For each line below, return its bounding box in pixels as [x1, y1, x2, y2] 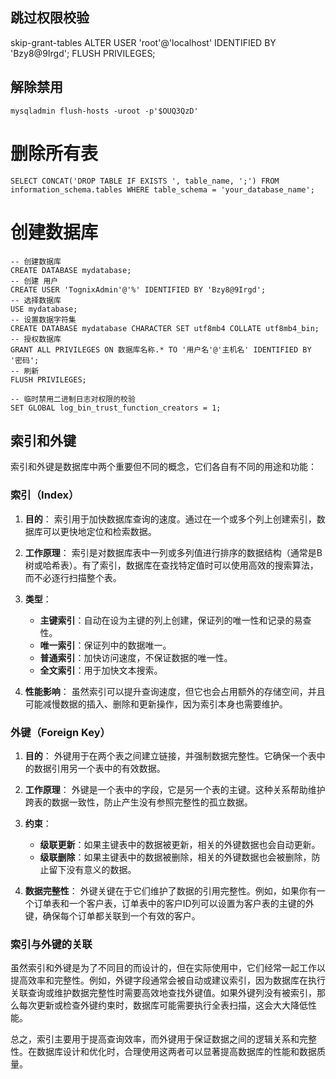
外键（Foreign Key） [10, 725, 111, 739]
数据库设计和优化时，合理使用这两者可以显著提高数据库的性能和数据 [36, 1046, 317, 1058]
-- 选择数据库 [10, 295, 62, 305]
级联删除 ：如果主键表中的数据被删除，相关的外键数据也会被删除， [39, 851, 312, 863]
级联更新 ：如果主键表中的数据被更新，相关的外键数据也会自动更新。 [39, 838, 321, 850]
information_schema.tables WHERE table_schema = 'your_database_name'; [10, 184, 315, 195]
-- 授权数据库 [10, 334, 62, 344]
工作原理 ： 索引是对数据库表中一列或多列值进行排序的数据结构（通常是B [24, 546, 323, 558]
